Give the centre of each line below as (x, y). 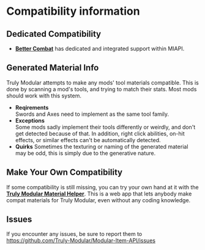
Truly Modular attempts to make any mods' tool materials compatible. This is (102, 82)
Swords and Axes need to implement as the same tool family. (92, 114)
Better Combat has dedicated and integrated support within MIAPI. (100, 48)
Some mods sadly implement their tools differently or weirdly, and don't (105, 127)
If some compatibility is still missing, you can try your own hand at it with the (102, 187)
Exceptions (30, 120)
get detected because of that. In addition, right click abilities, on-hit (100, 134)
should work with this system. (44, 96)
